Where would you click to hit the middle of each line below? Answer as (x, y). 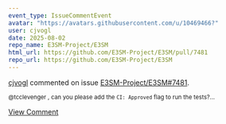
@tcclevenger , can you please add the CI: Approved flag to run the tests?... (112, 97)
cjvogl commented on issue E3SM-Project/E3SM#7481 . (99, 82)
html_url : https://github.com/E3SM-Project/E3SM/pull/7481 (108, 52)
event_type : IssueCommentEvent (60, 15)
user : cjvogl (30, 30)
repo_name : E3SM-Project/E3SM (58, 45)
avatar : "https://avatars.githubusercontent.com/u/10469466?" (113, 23)
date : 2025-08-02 (37, 38)
